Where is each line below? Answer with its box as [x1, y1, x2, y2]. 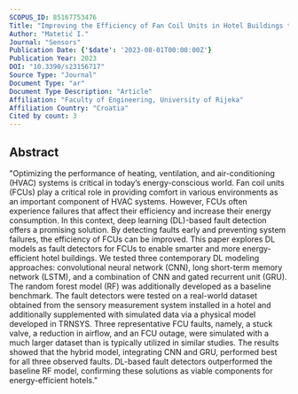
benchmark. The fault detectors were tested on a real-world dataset [9, 290, 258, 301]
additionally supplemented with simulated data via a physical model [9, 309, 256, 320]
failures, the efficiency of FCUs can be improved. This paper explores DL [9, 234, 276, 244]
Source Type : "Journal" [9, 71, 98, 80]
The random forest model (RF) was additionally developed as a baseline [9, 281, 272, 291]
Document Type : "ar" [9, 79, 86, 88]
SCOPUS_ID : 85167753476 [9, 12, 98, 22]
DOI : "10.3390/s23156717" [9, 63, 105, 72]
